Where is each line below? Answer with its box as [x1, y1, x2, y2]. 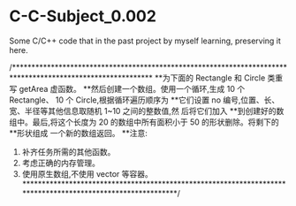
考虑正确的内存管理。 [21, 157, 100, 168]
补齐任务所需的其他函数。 [21, 146, 116, 156]
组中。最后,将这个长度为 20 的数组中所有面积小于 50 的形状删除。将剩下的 [9, 117, 280, 127]
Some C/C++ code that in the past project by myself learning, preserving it [9, 35, 281, 46]
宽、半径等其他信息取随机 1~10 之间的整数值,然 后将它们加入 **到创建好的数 [9, 105, 285, 116]
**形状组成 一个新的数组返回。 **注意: [9, 127, 148, 138]
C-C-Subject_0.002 [9, 6, 157, 27]
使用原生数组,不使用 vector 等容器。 [21, 168, 153, 179]
